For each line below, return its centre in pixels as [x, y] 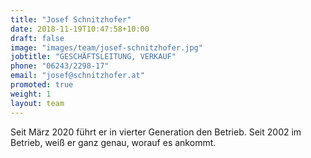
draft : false [37, 38]
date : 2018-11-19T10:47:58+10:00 [80, 29]
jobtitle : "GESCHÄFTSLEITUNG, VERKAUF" [93, 57]
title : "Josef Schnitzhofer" [71, 19]
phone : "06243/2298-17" [60, 66]
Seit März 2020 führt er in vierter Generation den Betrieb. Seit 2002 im [156, 132]
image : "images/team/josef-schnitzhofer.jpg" [106, 47]
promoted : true [42, 85]
